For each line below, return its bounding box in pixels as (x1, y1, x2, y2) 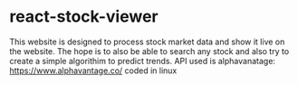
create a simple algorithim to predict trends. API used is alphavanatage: (9, 55, 276, 66)
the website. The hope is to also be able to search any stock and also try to (9, 45, 290, 56)
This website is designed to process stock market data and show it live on (9, 36, 285, 47)
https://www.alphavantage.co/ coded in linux (9, 65, 178, 76)
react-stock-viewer (9, 6, 159, 27)
